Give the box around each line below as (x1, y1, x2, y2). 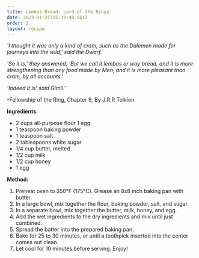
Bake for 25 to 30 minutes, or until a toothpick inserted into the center (15, 232, 189, 239)
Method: (7, 176, 29, 183)
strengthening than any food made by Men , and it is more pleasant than (7, 67, 186, 74)
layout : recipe (7, 25, 45, 32)
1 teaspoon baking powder (15, 126, 82, 133)
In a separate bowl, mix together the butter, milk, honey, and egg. (15, 207, 177, 214)
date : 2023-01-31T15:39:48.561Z (7, 14, 88, 20)
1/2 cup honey (15, 158, 51, 165)
